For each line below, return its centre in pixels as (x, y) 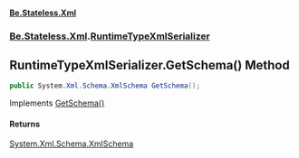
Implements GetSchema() (57, 103)
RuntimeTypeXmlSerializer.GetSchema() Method (149, 65)
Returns (25, 124)
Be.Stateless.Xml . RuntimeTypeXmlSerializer (110, 36)
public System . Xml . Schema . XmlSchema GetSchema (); (105, 86)
